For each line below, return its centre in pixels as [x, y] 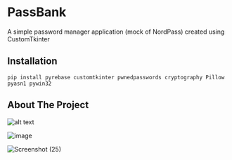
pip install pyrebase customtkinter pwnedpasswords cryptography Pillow [116, 77]
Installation [32, 61]
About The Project [48, 105]
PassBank [37, 12]
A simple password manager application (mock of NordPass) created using [116, 32]
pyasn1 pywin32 [30, 84]
